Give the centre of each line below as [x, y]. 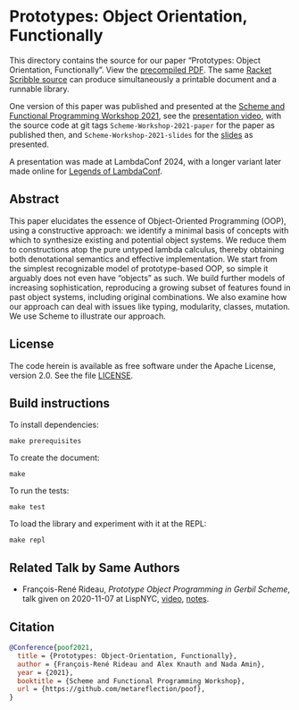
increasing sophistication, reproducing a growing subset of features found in [150, 287]
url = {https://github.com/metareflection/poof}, [111, 689]
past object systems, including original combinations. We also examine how [148, 296]
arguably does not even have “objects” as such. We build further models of [147, 278]
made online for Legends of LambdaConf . [86, 171]
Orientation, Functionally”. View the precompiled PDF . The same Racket [141, 70]
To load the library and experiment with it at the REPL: [108, 524]
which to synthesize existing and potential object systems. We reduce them [148, 240]
